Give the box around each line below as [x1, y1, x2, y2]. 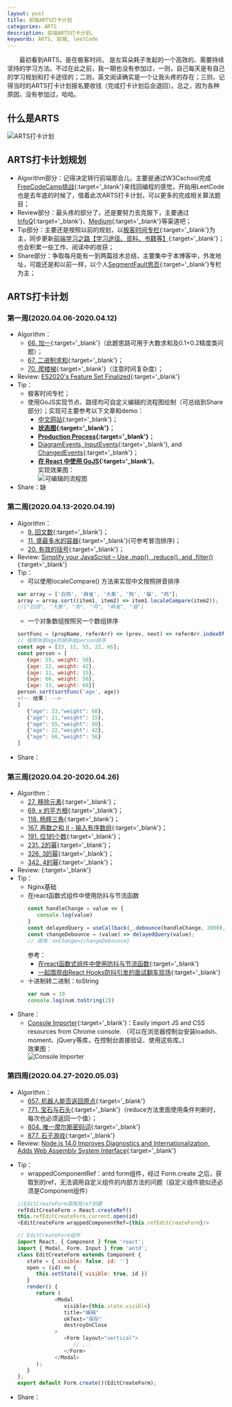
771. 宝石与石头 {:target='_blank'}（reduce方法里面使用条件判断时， [27, 1105, 220, 1113]
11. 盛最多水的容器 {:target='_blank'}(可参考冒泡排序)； [27, 536, 182, 544]
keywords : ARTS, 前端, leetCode [7, 36, 98, 43]
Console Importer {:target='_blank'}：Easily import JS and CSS [27, 1019, 205, 1027]
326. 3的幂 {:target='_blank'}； [27, 850, 114, 858]
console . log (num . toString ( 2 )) [27, 997, 115, 1004]
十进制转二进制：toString [27, 977, 99, 985]
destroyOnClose [64, 1322, 108, 1329]
